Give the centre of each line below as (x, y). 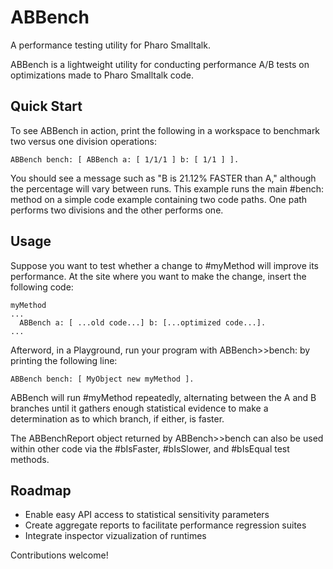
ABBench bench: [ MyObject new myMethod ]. (102, 379)
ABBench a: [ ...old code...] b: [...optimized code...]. (143, 322)
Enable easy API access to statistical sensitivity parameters (147, 515)
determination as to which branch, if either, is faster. (117, 418)
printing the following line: (64, 360)
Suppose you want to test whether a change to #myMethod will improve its (164, 265)
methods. (30, 459)
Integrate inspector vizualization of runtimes (115, 536)
